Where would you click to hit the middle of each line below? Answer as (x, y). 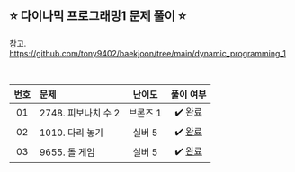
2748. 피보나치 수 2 (80, 113)
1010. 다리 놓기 (71, 133)
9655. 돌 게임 (67, 152)
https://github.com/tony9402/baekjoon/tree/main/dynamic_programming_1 (147, 53)
